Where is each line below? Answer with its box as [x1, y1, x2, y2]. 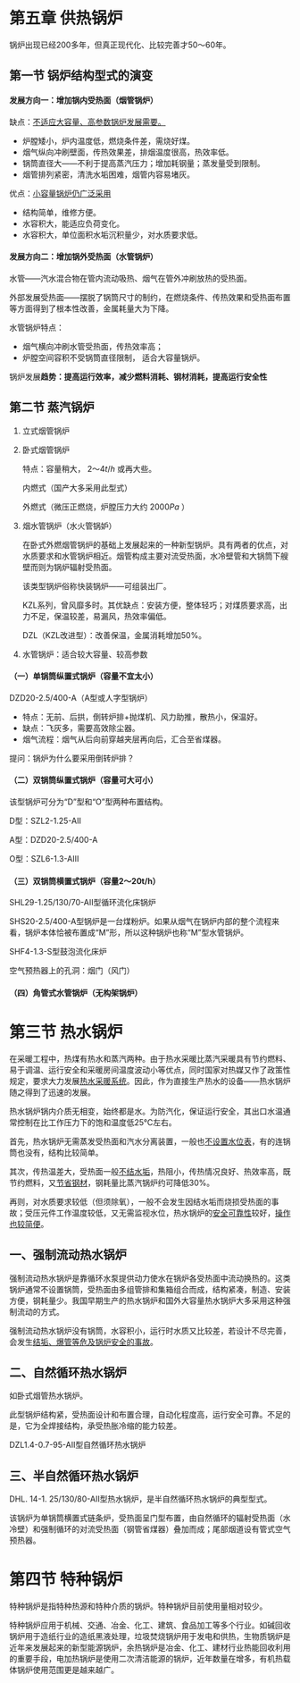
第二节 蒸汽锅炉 [9, 400, 95, 416]
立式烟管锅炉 [21, 425, 70, 436]
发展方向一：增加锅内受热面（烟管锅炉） [9, 95, 158, 105]
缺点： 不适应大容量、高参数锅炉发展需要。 [9, 116, 166, 127]
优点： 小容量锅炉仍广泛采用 [9, 188, 112, 198]
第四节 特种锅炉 [9, 1569, 123, 1590]
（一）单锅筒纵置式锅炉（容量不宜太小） [9, 671, 158, 682]
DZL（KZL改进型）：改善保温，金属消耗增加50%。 [21, 629, 207, 640]
